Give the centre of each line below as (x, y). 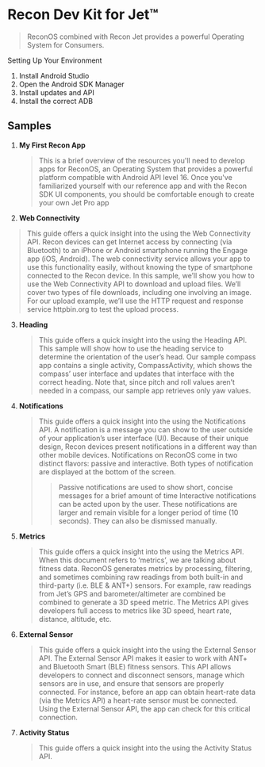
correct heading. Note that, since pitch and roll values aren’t (137, 382)
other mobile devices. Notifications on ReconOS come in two (138, 454)
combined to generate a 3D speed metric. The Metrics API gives (144, 602)
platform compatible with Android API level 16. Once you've (136, 177)
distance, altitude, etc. (75, 619)
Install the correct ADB (56, 101)
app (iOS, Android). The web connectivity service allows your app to (138, 259)
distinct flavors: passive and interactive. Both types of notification (146, 463)
